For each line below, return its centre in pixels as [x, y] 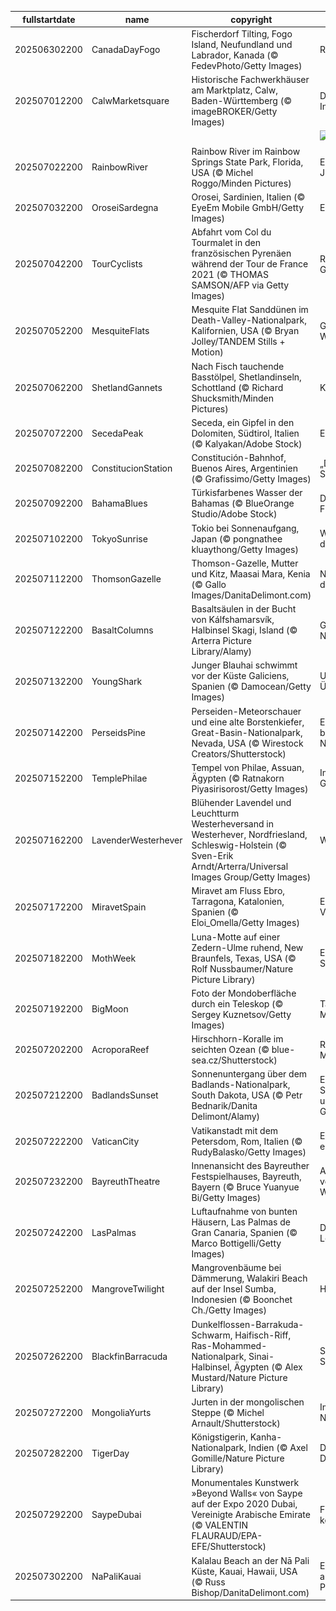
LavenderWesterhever [137, 840]
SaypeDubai [116, 1515]
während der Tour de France [250, 264]
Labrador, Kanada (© [235, 55]
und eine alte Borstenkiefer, [248, 722]
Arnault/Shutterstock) [236, 1423]
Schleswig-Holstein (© [239, 845]
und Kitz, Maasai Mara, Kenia [251, 573]
